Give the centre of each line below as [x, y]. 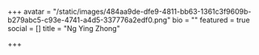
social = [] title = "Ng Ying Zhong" [64, 28]
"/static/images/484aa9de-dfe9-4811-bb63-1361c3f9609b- [152, 12]
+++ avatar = [29, 12]
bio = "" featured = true [211, 20]
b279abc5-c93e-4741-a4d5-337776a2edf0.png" [89, 20]
